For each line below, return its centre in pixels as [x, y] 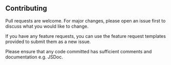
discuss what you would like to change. [47, 26]
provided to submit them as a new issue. [48, 41]
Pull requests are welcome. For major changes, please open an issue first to [85, 20]
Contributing [26, 8]
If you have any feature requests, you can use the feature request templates [85, 36]
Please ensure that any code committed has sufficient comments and [79, 51]
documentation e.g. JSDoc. [34, 57]
